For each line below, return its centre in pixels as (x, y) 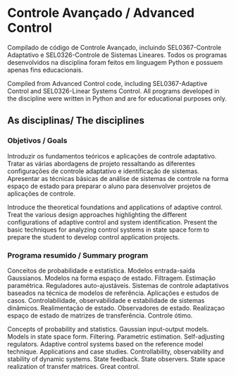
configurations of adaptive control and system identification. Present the (112, 222)
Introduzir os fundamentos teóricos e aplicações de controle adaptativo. (112, 156)
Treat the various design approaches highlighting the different (97, 214)
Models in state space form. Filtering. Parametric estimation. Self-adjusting (116, 337)
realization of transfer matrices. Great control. (74, 366)
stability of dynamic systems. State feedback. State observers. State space (116, 359)
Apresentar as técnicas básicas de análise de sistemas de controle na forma (118, 178)
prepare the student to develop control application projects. (94, 237)
